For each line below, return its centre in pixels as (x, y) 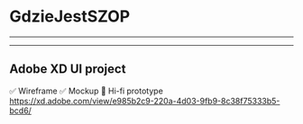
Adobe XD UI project (68, 69)
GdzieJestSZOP (70, 17)
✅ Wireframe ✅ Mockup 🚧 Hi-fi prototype (87, 91)
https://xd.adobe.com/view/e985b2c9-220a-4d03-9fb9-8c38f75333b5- (145, 101)
